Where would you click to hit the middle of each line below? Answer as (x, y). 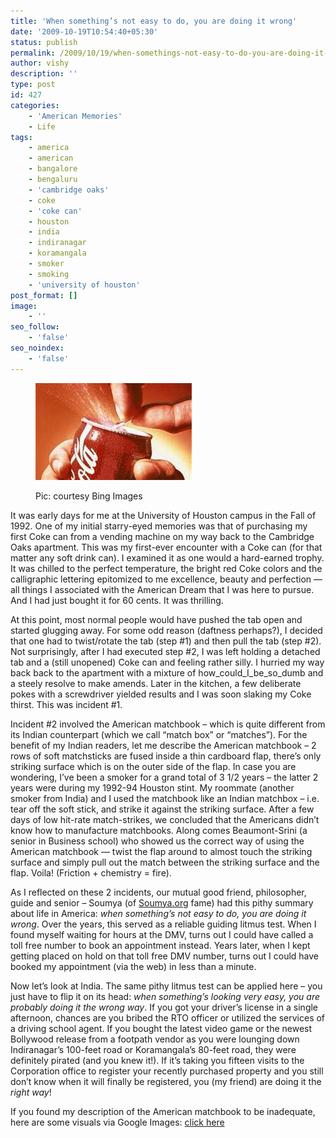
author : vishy (40, 63)
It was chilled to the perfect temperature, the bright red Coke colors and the (166, 568)
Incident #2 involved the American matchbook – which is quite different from (168, 724)
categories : (35, 105)
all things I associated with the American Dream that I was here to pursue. (162, 589)
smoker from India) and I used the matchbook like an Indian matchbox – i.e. (165, 798)
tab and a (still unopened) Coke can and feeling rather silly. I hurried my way (167, 662)
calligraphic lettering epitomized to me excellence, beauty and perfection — (166, 579)
